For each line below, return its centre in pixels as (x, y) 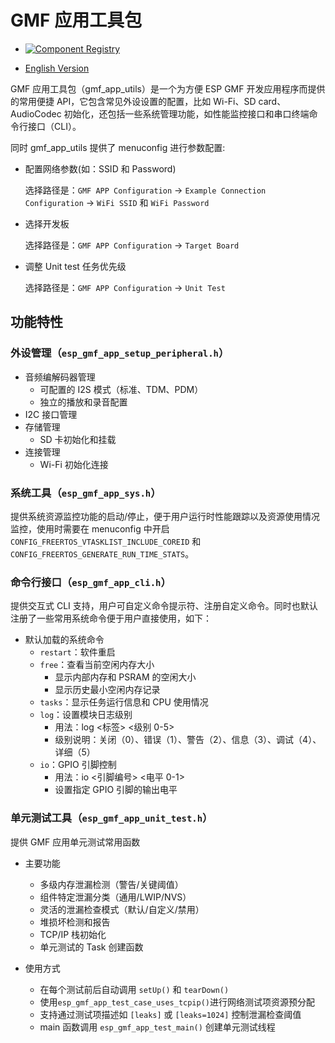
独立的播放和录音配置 (83, 402)
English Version (57, 68)
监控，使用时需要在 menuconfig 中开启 (90, 528)
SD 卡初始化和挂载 (78, 439)
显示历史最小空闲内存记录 (107, 690)
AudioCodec (36, 113)
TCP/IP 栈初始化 (73, 934)
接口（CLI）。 (54, 126)
